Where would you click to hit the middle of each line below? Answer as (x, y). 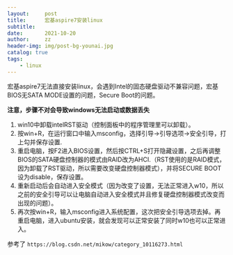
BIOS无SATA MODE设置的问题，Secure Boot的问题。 (83, 95)
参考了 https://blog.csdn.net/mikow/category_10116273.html (95, 244)
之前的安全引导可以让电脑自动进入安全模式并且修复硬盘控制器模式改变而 (121, 194)
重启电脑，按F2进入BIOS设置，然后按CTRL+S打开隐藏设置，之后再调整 (119, 150)
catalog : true (28, 53)
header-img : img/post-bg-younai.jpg (60, 46)
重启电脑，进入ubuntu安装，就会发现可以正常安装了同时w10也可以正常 (119, 220)
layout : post (32, 14)
